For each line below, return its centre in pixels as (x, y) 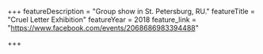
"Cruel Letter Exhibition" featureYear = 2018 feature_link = (102, 20)
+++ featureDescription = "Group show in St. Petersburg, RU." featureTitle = (131, 11)
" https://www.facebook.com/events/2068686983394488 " (103, 28)
